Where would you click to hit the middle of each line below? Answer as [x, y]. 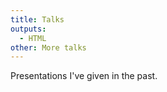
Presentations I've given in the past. [84, 76]
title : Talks [37, 19]
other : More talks [48, 47]
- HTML [33, 38]
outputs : [28, 29]
